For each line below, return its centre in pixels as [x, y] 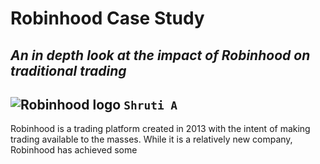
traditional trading [68, 70]
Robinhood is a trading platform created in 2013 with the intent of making [160, 129]
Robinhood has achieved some [74, 150]
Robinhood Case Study [107, 18]
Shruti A [150, 105]
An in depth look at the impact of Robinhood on [160, 55]
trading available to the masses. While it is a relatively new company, [151, 139]
